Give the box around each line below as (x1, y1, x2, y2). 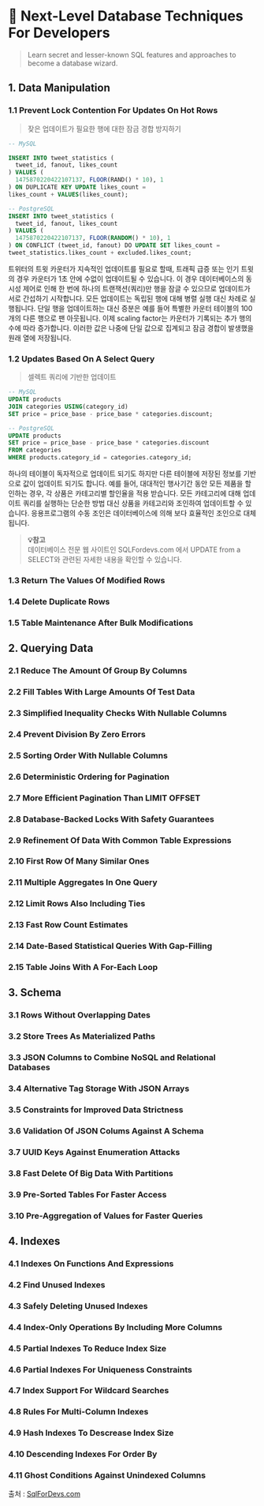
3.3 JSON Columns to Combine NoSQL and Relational (8, 1052, 216, 1063)
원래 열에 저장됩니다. (8, 333, 72, 343)
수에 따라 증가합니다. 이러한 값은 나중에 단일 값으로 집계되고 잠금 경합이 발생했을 (8, 323, 255, 332)
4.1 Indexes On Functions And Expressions (8, 1258, 174, 1269)
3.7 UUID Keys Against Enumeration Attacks (8, 1146, 180, 1157)
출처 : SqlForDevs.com (8, 1489, 81, 1498)
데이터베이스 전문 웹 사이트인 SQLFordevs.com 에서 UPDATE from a (27, 545, 241, 555)
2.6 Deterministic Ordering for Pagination (8, 771, 169, 782)
